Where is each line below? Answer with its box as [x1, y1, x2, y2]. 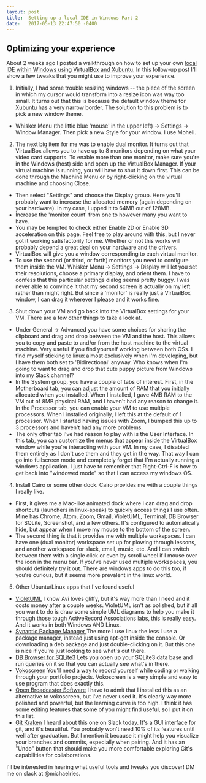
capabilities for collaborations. [15, 752, 92, 759]
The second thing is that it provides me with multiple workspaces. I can [15, 532, 196, 540]
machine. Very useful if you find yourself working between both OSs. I [15, 346, 193, 353]
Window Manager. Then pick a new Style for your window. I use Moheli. [15, 129, 196, 136]
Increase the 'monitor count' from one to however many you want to [15, 211, 188, 218]
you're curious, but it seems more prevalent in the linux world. [15, 571, 172, 579]
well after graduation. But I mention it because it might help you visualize [15, 732, 199, 739]
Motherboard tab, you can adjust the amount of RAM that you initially [15, 384, 190, 392]
